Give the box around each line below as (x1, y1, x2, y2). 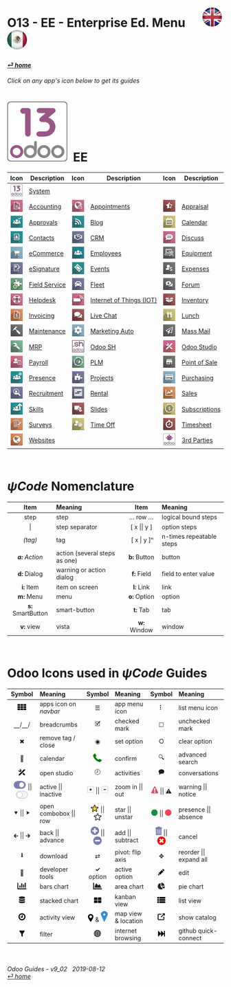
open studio (39, 768, 74, 777)
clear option (178, 738, 212, 746)
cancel (178, 832, 198, 841)
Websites (28, 436, 56, 445)
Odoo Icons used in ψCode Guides (7, 665, 208, 680)
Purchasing (181, 374, 214, 382)
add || (114, 829, 132, 837)
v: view (20, 622, 41, 630)
